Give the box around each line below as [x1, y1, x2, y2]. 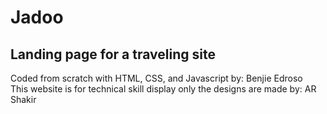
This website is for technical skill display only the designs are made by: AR [10, 83, 317, 95]
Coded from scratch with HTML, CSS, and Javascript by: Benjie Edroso [10, 72, 303, 84]
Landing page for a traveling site [10, 46, 216, 63]
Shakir [10, 94, 37, 105]
